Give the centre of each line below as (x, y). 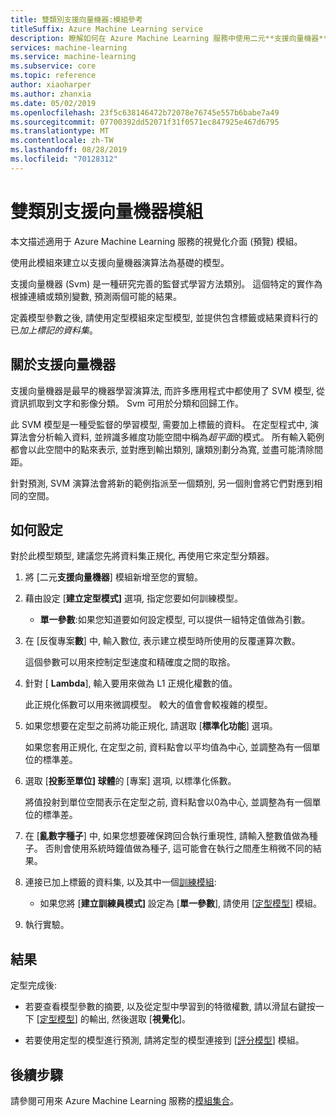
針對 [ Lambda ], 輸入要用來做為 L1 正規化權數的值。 (131, 683)
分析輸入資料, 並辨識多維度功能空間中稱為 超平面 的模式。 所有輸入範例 (180, 437)
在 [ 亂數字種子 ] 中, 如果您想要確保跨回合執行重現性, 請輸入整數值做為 (167, 836)
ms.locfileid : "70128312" (64, 159)
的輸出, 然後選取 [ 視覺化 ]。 (135, 1019)
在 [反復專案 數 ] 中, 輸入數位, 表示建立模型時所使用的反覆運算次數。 (162, 641)
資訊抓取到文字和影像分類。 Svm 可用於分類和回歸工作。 (127, 403)
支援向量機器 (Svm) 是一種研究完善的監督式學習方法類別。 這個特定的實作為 (166, 283)
